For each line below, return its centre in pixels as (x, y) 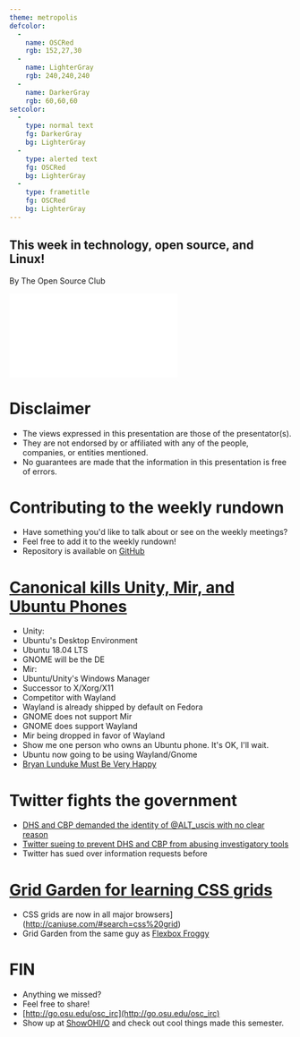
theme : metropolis (43, 17)
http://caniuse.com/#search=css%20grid (102, 924)
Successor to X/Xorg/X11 (68, 688)
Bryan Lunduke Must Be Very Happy (89, 764)
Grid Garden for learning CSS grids (141, 890)
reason (35, 835)
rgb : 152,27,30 (54, 51)
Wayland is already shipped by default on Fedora (112, 707)
